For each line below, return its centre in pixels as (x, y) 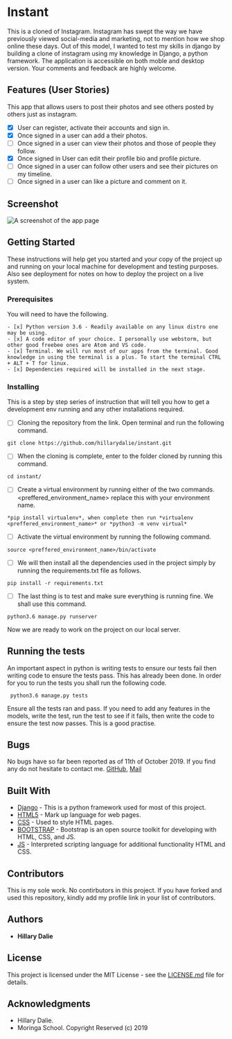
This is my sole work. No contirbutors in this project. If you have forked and (115, 890)
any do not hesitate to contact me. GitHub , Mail (74, 769)
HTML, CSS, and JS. (46, 837)
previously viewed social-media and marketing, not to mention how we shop (116, 38)
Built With (29, 791)
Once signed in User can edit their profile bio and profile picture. (109, 158)
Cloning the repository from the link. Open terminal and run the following (121, 423)
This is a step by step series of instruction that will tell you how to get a (108, 402)
